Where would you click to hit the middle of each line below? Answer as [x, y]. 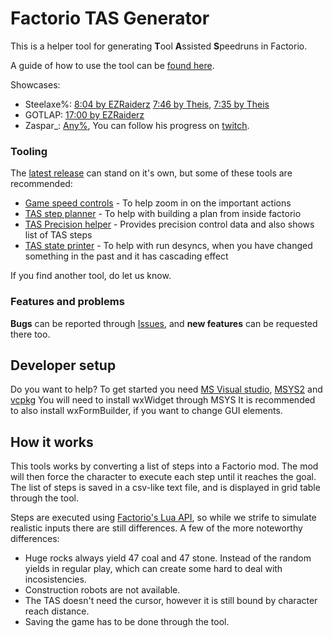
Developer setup [63, 365]
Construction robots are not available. [102, 590]
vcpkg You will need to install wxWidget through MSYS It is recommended [163, 400]
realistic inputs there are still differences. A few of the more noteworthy [156, 528]
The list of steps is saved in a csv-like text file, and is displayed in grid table [165, 488]
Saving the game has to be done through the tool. [127, 622]
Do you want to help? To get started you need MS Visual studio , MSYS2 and [166, 389]
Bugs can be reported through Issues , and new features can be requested [164, 323]
